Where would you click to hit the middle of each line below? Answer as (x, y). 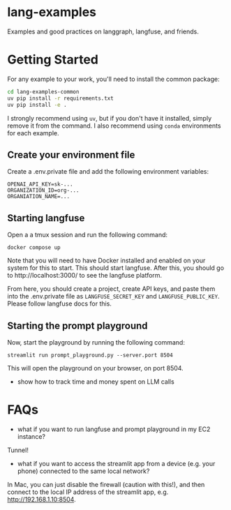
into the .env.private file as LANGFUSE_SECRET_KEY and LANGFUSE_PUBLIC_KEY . (113, 297)
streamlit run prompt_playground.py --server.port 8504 (90, 355)
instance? (31, 436)
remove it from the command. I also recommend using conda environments (114, 126)
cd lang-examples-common (43, 91)
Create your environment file (71, 155)
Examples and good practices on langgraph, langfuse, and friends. (103, 31)
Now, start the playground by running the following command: (96, 342)
